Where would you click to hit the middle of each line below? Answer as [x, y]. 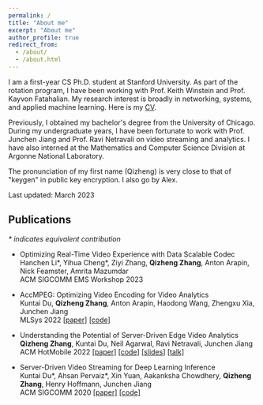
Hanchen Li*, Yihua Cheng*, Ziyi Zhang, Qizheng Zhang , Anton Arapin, [135, 262]
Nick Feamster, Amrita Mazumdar [74, 271]
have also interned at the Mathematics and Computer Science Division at [127, 148]
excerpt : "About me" [42, 30]
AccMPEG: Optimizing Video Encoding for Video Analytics [114, 294]
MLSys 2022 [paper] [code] [65, 320]
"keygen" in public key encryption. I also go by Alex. [93, 179]
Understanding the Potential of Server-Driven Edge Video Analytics [129, 335]
